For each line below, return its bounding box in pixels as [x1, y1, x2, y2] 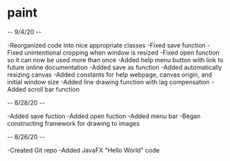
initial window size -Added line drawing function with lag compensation [7, 77, 211, 86]
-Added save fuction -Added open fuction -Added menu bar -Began [7, 112, 201, 120]
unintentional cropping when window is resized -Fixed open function [23, 48, 220, 57]
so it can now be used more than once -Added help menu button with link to [7, 55, 224, 64]
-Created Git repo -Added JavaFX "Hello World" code [7, 146, 160, 154]
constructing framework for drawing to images [7, 119, 140, 127]
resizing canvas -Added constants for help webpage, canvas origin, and [7, 70, 213, 79]
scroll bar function [27, 85, 80, 93]
